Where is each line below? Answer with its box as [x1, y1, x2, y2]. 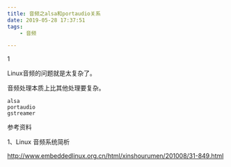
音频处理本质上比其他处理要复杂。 [7, 84, 105, 93]
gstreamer [7, 110, 36, 117]
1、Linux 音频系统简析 [7, 138, 70, 146]
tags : [7, 23, 23, 30]
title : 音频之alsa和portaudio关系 [7, 10, 101, 17]
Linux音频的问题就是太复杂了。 [7, 69, 96, 77]
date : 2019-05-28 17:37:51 [7, 17, 86, 24]
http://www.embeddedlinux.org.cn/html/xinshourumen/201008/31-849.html [7, 152, 224, 160]
